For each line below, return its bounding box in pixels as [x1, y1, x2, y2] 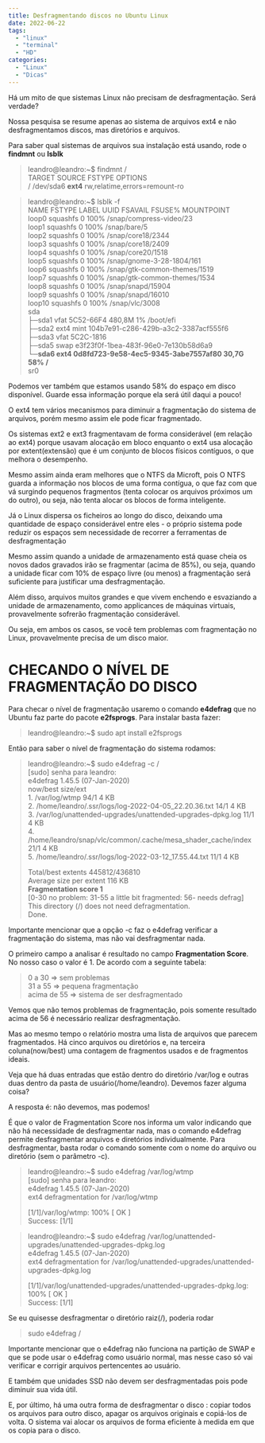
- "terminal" [15, 41, 59, 49]
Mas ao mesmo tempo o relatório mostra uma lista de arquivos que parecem [8, 1028, 258, 1039]
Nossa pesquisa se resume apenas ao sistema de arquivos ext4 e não [8, 116, 236, 126]
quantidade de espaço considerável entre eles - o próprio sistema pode [8, 519, 243, 528]
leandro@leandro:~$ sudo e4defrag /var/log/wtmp [27, 1167, 194, 1176]
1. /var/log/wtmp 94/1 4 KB [27, 793, 115, 802]
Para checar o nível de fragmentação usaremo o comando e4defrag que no [8, 704, 256, 713]
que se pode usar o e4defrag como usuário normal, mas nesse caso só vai [8, 1352, 253, 1362]
